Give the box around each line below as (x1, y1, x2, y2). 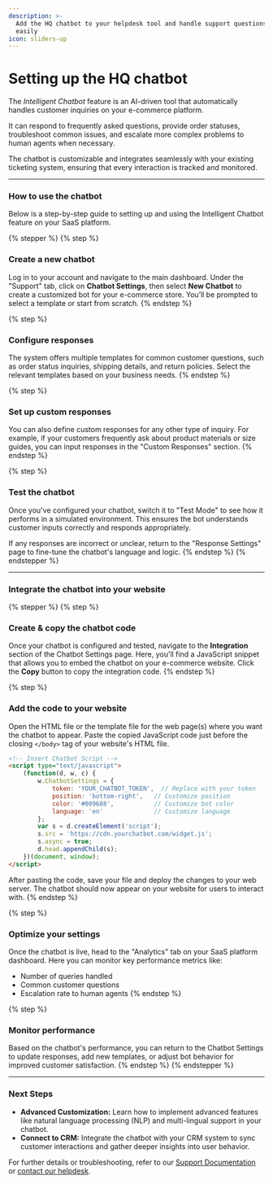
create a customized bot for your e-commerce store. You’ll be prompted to (8, 290, 258, 299)
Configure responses (8, 334, 94, 346)
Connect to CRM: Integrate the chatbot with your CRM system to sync (19, 1133, 256, 1142)
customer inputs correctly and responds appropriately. (8, 522, 191, 532)
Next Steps (8, 1088, 54, 1099)
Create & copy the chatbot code (8, 622, 136, 633)
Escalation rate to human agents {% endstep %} (19, 988, 182, 998)
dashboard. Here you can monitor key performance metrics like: (8, 955, 223, 965)
